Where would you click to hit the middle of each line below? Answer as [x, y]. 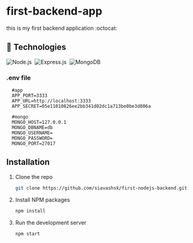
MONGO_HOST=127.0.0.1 [39, 122]
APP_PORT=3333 [30, 96]
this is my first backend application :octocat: [62, 28]
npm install [30, 211]
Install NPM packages [42, 200]
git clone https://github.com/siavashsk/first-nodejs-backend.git [101, 188]
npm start [28, 234]
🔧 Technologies [36, 47]
